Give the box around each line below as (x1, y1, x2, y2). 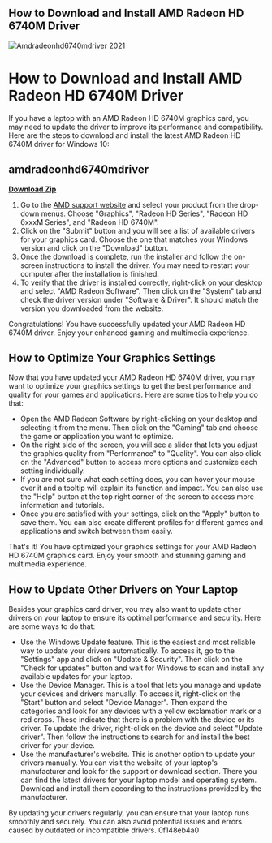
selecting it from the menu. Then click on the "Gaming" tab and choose (19, 423, 259, 432)
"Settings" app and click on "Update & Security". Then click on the (19, 655, 243, 665)
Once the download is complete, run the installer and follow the (19, 252, 233, 261)
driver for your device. (19, 741, 95, 751)
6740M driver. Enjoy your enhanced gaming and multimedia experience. (8, 328, 250, 338)
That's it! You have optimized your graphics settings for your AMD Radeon (8, 542, 257, 552)
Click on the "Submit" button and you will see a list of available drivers (19, 226, 256, 235)
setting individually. (19, 466, 85, 475)
